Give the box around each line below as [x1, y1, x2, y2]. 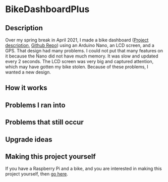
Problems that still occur [5, 118, 84, 127]
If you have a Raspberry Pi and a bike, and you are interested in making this [5, 165, 162, 172]
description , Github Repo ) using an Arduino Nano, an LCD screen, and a [5, 42, 155, 48]
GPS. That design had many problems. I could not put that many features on [5, 48, 163, 53]
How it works [5, 84, 47, 92]
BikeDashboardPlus [5, 4, 90, 15]
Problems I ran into [5, 101, 66, 109]
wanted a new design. [5, 69, 51, 75]
